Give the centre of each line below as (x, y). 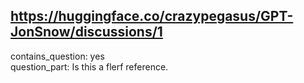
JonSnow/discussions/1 (86, 32)
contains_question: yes (57, 56)
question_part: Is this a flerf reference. (89, 66)
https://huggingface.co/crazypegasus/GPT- (152, 16)
